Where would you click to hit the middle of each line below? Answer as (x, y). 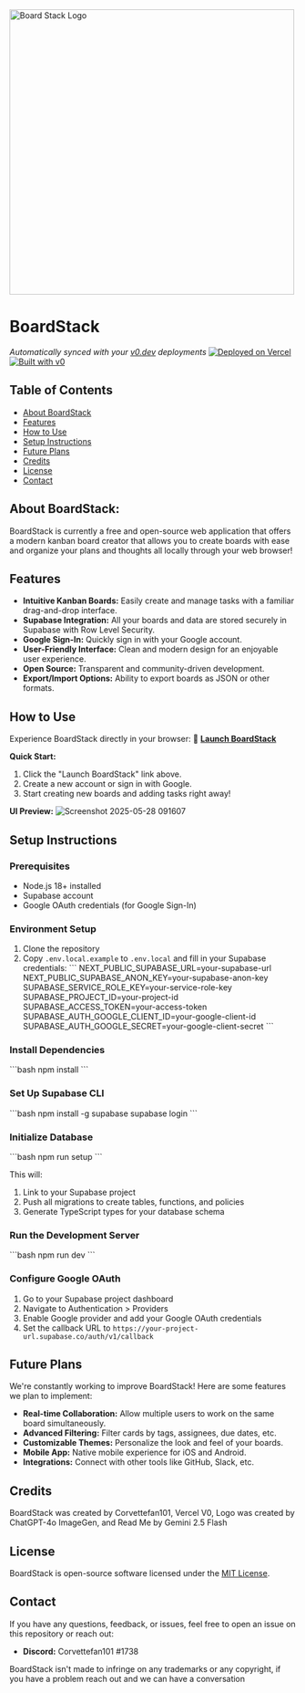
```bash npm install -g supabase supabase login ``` (104, 1113)
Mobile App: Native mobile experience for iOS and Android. (134, 1453)
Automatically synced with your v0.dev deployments (108, 351)
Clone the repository (61, 949)
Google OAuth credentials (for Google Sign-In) (110, 905)
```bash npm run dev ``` (52, 1255)
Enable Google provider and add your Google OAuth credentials (142, 1318)
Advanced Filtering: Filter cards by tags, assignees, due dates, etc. (149, 1433)
